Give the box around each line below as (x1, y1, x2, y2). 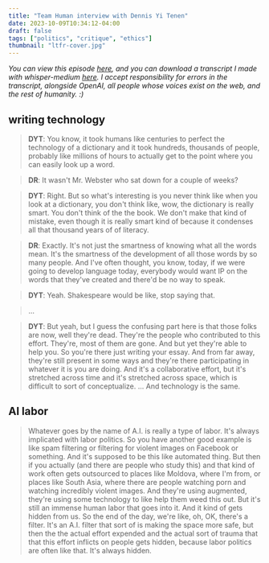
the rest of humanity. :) (8, 89, 84, 99)
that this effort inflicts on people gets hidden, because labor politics (27, 536, 252, 547)
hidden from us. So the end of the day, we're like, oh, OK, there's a (27, 512, 249, 521)
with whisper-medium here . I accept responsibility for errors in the (8, 72, 228, 82)
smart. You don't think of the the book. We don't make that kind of (27, 208, 247, 217)
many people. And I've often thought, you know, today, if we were (27, 257, 246, 267)
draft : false (8, 27, 52, 35)
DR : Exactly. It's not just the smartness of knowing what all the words (27, 240, 257, 250)
